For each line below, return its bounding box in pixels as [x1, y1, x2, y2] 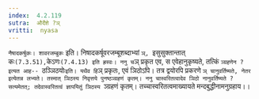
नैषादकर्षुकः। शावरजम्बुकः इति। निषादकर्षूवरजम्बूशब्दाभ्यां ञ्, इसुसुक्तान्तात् [8, 48, 186, 58]
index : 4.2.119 [8, 11, 62, 20]
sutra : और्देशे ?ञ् [8, 19, 61, 27]
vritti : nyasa [8, 26, 59, 34]
